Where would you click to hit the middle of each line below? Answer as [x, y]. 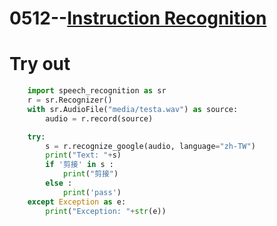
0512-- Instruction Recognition [138, 18]
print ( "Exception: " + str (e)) [106, 211]
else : [59, 183]
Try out [40, 64]
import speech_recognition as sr [97, 91]
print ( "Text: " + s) [83, 155]
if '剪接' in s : [80, 165]
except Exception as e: [77, 202]
